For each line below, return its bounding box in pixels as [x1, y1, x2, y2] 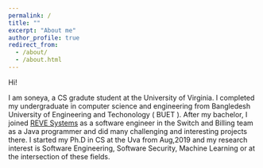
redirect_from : [8, 41, 59, 49]
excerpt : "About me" [8, 26, 77, 34]
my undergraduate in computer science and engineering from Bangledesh [8, 101, 251, 111]
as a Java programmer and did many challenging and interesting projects [8, 126, 248, 136]
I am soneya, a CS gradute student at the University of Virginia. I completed [8, 93, 255, 102]
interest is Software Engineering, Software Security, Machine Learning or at [8, 143, 256, 153]
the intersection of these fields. [8, 151, 110, 161]
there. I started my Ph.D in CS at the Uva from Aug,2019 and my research [8, 135, 248, 144]
